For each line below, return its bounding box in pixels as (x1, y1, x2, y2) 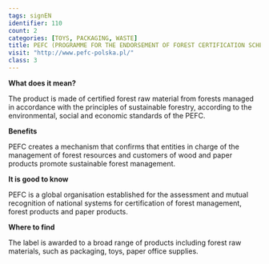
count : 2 (8, 26, 38, 34)
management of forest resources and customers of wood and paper (8, 150, 233, 160)
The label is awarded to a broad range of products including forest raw (8, 238, 242, 247)
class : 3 (8, 57, 38, 65)
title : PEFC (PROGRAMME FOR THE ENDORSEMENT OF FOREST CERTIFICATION (8, 42, 246, 50)
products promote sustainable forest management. (8, 158, 176, 168)
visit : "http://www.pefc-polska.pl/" (8, 49, 134, 57)
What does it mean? (8, 78, 76, 88)
